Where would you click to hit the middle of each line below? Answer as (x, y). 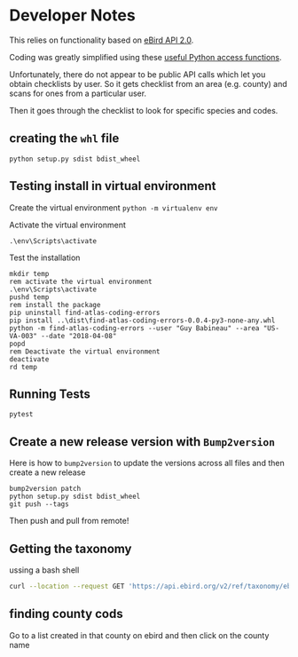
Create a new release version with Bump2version (142, 442)
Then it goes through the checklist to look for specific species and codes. (144, 110)
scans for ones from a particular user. (78, 93)
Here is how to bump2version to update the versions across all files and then (147, 463)
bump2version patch (45, 489)
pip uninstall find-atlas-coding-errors (85, 313)
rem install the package (55, 305)
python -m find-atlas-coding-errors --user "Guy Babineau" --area (134, 328)
